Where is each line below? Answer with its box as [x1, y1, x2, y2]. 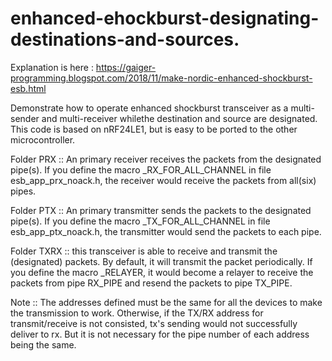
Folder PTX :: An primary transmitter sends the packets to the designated [10, 204, 312, 216]
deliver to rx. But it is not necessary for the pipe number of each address [10, 328, 310, 340]
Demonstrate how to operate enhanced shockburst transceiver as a [10, 102, 289, 114]
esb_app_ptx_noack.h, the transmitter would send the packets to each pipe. [10, 225, 322, 237]
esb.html [10, 82, 47, 94]
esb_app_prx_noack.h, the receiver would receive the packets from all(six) [10, 174, 317, 186]
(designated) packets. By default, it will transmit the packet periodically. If [10, 255, 313, 267]
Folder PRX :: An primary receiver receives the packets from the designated [10, 153, 322, 165]
